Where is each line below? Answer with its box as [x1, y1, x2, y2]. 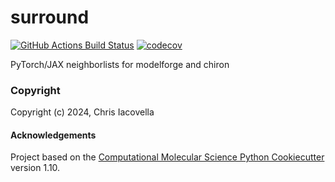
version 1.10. [10, 162, 61, 174]
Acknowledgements [10, 129, 97, 141]
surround [10, 6, 90, 29]
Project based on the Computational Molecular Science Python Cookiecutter [10, 151, 325, 163]
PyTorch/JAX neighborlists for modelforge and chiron [10, 58, 230, 70]
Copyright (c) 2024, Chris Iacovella [10, 106, 155, 118]
